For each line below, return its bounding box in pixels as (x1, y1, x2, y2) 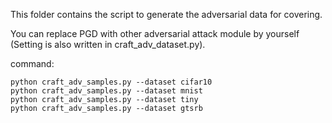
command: (10, 58, 55, 69)
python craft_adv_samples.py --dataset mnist (10, 86, 203, 96)
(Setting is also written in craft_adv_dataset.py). (10, 39, 206, 50)
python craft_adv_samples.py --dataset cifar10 (10, 77, 213, 87)
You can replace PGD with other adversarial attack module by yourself (10, 28, 300, 39)
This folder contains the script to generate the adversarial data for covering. (10, 9, 323, 20)
